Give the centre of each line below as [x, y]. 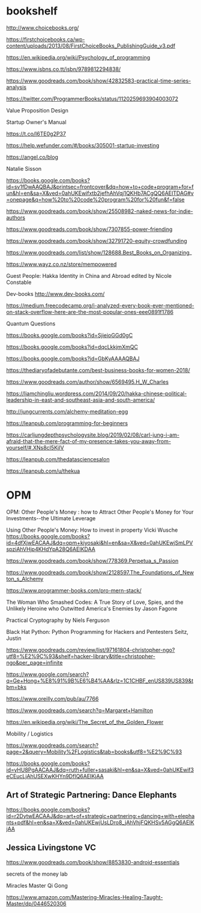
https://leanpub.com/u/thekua [43, 471]
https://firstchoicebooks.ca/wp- [46, 39]
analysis [16, 87]
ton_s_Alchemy [25, 579]
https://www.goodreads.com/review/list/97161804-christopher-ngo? [91, 650]
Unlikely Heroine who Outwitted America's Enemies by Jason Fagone [92, 608]
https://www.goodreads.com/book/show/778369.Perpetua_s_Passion [92, 561]
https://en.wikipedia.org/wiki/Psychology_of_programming [78, 57]
